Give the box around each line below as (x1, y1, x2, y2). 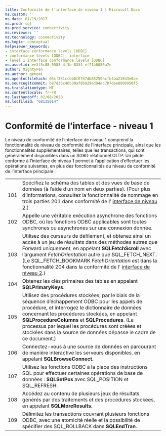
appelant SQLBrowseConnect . (22, 355, 94, 362)
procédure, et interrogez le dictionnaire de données (22, 305, 142, 311)
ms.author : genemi (5, 72, 43, 77)
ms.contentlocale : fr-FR (5, 90, 56, 95)
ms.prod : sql (5, 21, 32, 26)
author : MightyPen (5, 67, 43, 72)
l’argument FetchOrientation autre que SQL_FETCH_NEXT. (22, 251, 157, 258)
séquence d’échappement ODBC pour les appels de (22, 298, 142, 305)
